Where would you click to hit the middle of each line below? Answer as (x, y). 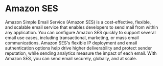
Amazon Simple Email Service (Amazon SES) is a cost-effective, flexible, (78, 22)
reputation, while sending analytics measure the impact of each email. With (81, 53)
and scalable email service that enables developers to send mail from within (81, 27)
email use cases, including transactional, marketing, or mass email (72, 38)
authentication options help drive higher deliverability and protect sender (79, 48)
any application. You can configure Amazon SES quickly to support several (80, 32)
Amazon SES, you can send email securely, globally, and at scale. (71, 58)
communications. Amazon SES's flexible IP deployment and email (71, 43)
